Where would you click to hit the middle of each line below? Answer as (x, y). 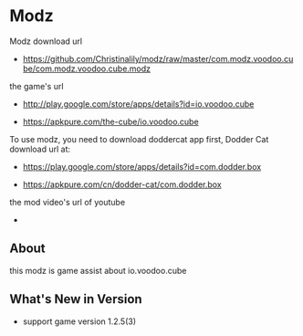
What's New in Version (76, 299)
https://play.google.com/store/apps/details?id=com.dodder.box (142, 166)
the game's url (37, 86)
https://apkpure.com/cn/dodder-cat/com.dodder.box (122, 184)
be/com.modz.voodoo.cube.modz (87, 68)
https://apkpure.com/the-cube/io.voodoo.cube (110, 121)
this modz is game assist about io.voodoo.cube (98, 270)
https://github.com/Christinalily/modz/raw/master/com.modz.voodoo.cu (158, 58)
